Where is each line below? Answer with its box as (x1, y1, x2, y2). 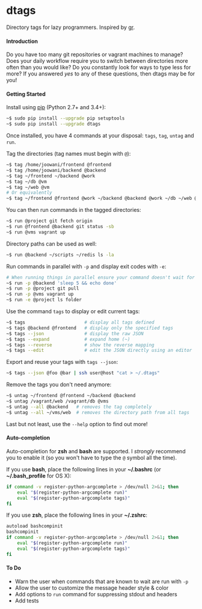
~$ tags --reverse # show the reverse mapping (6, 342, 155, 348)
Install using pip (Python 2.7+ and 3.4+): (6, 104, 106, 111)
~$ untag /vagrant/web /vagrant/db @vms (6, 398, 109, 404)
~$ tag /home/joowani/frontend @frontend (6, 162, 112, 168)
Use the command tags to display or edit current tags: (6, 308, 140, 315)
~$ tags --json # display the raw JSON (6, 330, 144, 337)
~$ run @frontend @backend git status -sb (6, 224, 114, 230)
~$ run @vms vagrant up (6, 229, 66, 235)
